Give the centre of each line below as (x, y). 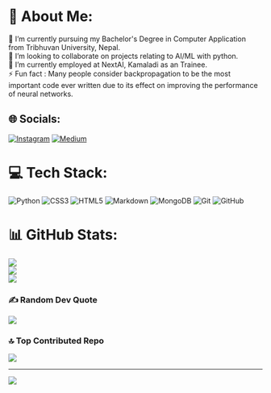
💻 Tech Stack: (58, 172)
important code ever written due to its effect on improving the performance (133, 85)
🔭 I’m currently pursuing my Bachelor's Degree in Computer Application (127, 39)
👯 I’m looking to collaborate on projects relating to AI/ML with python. (123, 56)
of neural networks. (41, 94)
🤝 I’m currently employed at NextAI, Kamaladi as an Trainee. (108, 65)
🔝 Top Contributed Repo (56, 341)
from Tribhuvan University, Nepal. (65, 47)
